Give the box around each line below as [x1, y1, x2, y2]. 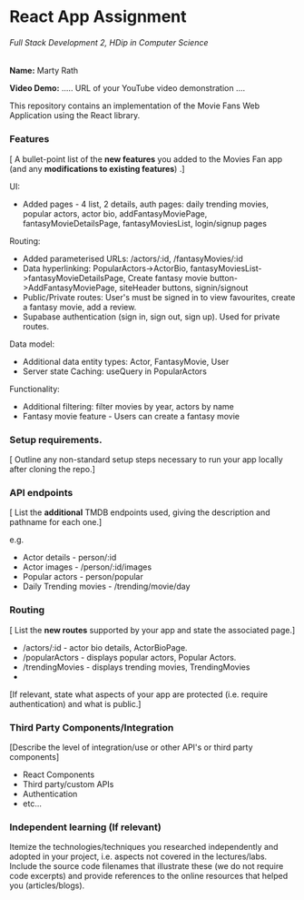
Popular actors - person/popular [22, 571, 143, 582]
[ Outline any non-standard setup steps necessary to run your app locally [9, 453, 283, 465]
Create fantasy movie [127, 272, 209, 283]
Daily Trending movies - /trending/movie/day [22, 581, 191, 592]
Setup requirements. [9, 433, 103, 446]
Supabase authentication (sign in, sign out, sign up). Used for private [22, 311, 280, 322]
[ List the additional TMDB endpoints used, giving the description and [9, 507, 270, 518]
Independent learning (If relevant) [9, 821, 162, 834]
